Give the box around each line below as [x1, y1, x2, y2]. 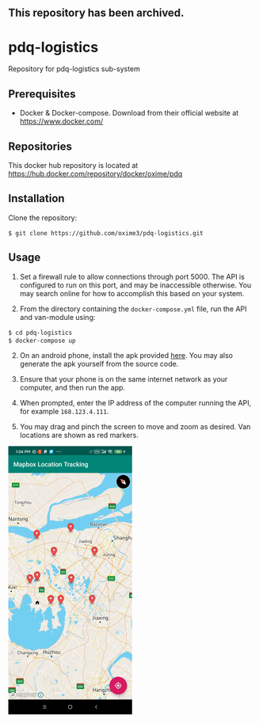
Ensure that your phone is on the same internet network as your [19, 374, 228, 383]
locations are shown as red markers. [19, 430, 139, 440]
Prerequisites [8, 87, 76, 101]
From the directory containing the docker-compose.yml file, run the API [19, 304, 247, 314]
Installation [8, 192, 65, 205]
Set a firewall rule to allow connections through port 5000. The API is [19, 272, 246, 281]
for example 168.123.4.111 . [19, 406, 109, 416]
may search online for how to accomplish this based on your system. [19, 288, 245, 298]
